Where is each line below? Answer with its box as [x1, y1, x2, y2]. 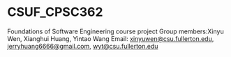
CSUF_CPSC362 [7, 4, 103, 20]
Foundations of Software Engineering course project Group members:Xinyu [7, 27, 225, 35]
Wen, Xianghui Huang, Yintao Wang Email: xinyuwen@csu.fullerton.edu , [7, 34, 214, 42]
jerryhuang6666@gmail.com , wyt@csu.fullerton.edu [7, 42, 158, 50]
